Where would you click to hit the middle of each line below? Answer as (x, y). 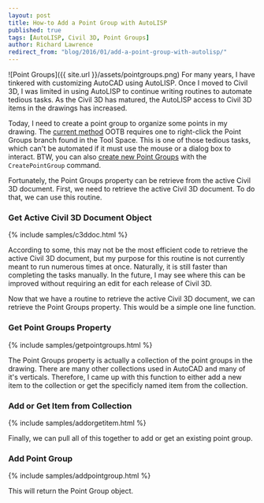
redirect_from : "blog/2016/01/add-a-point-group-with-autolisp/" (117, 52)
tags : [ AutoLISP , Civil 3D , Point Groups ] (79, 37)
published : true (35, 30)
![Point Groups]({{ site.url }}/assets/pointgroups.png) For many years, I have (132, 75)
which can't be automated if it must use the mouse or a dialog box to (119, 148)
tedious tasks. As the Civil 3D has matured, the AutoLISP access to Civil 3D (130, 100)
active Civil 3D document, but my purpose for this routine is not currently (126, 259)
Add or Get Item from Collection (70, 405)
